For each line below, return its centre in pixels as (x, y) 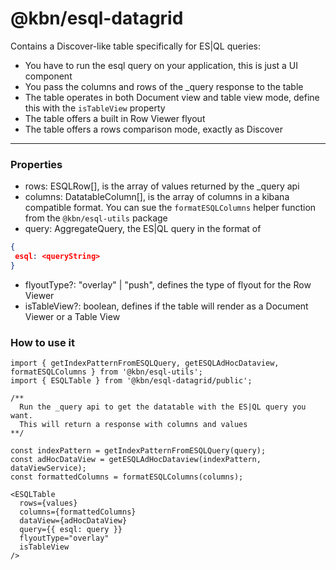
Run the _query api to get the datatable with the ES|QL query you (163, 407)
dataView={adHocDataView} (73, 521)
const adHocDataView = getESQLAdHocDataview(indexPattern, (136, 460)
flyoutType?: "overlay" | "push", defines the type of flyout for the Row (168, 284)
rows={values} (48, 503)
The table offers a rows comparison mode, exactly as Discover (153, 129)
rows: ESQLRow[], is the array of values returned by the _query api (162, 186)
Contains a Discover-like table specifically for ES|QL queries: (136, 46)
